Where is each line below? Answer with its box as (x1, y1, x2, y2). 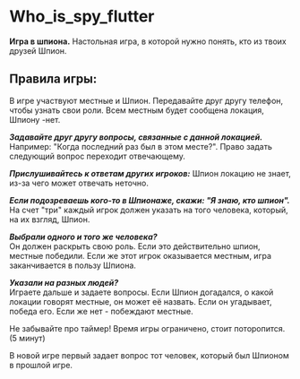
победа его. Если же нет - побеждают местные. (9, 306, 194, 316)
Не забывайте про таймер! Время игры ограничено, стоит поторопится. (9, 323, 286, 333)
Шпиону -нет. (9, 114, 61, 125)
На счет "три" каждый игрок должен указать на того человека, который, (9, 204, 288, 215)
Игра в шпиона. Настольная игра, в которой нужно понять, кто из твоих (9, 36, 287, 47)
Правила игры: (9, 72, 98, 87)
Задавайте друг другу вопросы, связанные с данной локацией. (9, 132, 263, 142)
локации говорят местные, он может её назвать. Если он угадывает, (9, 296, 272, 306)
